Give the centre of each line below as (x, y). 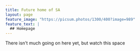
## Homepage (23, 29)
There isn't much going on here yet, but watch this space (65, 43)
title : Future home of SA (33, 10)
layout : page (19, 15)
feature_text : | (22, 24)
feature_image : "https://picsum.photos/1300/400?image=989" (71, 19)
